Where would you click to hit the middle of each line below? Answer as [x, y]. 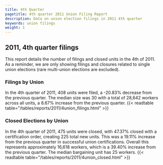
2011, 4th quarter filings [42, 47]
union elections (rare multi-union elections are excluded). [63, 69]
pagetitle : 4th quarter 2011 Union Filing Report [56, 14]
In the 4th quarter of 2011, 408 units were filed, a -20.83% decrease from [79, 92]
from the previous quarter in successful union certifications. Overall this [77, 142]
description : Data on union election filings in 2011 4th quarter [74, 18]
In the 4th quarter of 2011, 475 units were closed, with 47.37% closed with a [81, 131]
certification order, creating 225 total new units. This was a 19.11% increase [80, 136]
